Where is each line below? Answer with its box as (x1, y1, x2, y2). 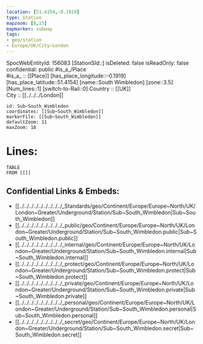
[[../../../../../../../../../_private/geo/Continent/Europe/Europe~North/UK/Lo (14, 279, 195, 286)
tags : (6, 31, 20, 38)
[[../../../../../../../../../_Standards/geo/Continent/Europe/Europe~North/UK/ (14, 202, 196, 210)
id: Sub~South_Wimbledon (6, 103, 69, 109)
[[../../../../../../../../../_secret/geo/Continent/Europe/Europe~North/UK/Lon (14, 318, 195, 325)
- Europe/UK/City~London (6, 43, 69, 49)
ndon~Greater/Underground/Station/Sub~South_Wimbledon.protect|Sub (14, 266, 196, 274)
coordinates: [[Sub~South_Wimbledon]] (6, 108, 104, 114)
